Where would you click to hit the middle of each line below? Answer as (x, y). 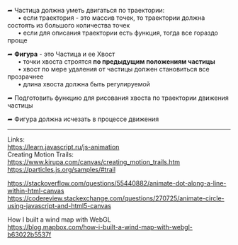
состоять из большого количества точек (69, 25)
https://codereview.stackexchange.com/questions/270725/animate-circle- (116, 198)
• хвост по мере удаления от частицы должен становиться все (114, 69)
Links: (16, 139)
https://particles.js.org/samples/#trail (61, 170)
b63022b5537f (29, 234)
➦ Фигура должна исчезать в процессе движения (83, 119)
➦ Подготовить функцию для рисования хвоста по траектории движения (118, 98)
